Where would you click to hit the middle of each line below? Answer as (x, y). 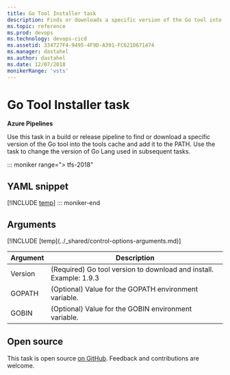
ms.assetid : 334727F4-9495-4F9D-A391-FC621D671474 (81, 45)
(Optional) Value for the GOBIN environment (122, 309)
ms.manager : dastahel (38, 52)
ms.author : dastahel (37, 58)
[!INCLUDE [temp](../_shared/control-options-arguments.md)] (94, 241)
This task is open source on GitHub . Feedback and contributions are (103, 358)
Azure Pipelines (30, 123)
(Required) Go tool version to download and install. (132, 269)
